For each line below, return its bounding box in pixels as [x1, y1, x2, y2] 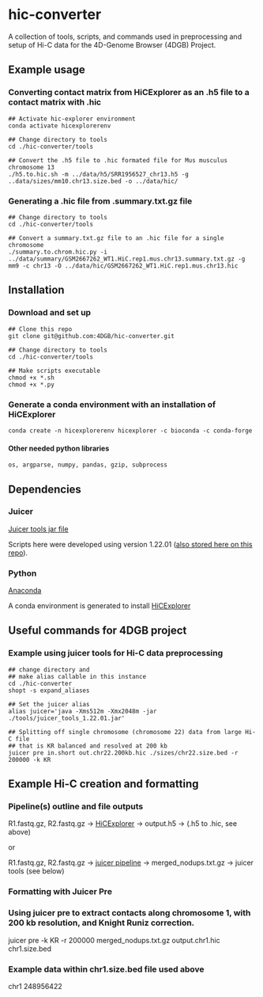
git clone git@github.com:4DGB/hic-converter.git [8, 332, 175, 340]
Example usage [8, 63, 85, 77]
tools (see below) [8, 866, 65, 876]
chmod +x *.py [8, 380, 55, 389]
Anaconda [8, 586, 42, 596]
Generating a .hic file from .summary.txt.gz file [8, 196, 193, 207]
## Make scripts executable [8, 367, 101, 375]
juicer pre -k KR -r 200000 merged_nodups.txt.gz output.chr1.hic [8, 935, 221, 945]
